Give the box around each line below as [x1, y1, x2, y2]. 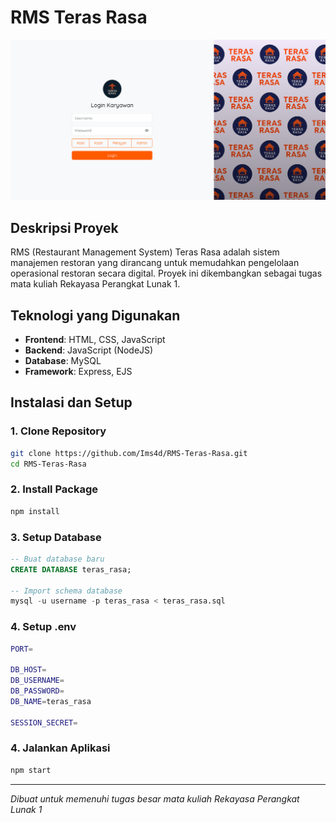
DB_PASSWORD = [10, 686, 65, 696]
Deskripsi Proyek [10, 219, 119, 236]
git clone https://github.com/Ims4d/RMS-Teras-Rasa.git [10, 448, 248, 458]
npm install [10, 506, 60, 516]
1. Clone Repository [10, 424, 107, 438]
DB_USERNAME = [10, 676, 65, 686]
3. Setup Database [10, 530, 102, 544]
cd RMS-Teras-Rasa [10, 459, 87, 469]
